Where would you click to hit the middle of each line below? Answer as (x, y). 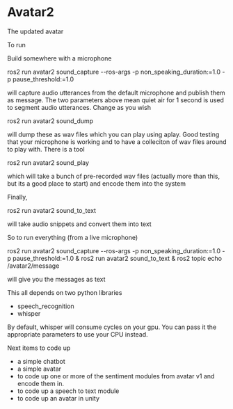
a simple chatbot (41, 361)
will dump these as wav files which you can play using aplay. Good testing (113, 134)
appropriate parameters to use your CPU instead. (78, 334)
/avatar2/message (33, 266)
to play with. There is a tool (46, 149)
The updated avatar (35, 31)
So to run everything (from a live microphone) (73, 237)
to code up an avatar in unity (58, 398)
